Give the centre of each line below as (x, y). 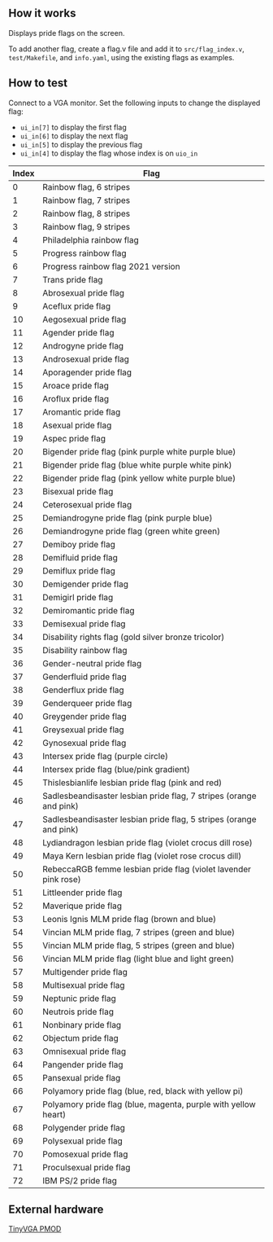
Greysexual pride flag (83, 730)
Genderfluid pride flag (85, 677)
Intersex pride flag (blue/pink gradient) (117, 769)
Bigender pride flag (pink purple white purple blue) (139, 451)
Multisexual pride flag (84, 985)
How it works (42, 13)
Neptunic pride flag (79, 998)
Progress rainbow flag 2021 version (111, 266)
